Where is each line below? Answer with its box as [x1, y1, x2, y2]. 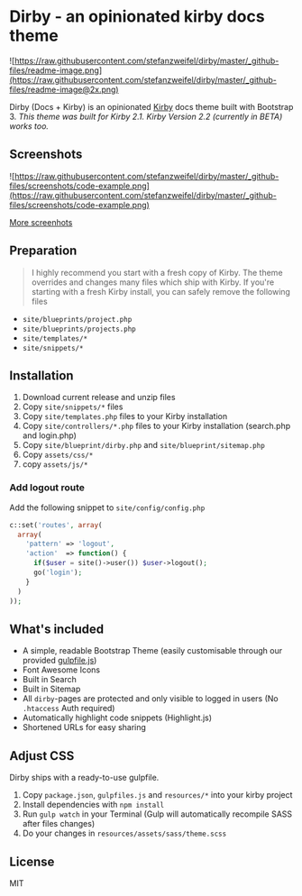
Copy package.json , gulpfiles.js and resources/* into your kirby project [22, 790, 293, 800]
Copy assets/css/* [22, 449, 94, 461]
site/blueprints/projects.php [22, 325, 137, 334]
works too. [9, 120, 50, 132]
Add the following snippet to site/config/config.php [9, 502, 206, 513]
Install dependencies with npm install [22, 800, 165, 810]
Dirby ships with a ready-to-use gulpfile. [9, 773, 160, 783]
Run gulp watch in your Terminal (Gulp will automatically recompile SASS [22, 809, 293, 819]
